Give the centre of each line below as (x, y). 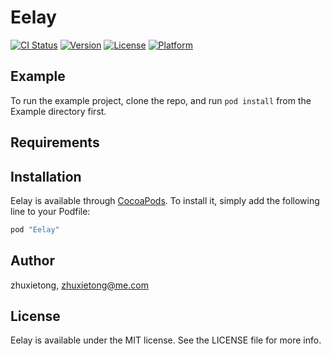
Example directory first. (58, 111)
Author (32, 261)
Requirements (55, 142)
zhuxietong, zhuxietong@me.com (79, 285)
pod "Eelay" (35, 229)
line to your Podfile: (50, 211)
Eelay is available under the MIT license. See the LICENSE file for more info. (166, 340)
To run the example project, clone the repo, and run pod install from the (161, 100)
